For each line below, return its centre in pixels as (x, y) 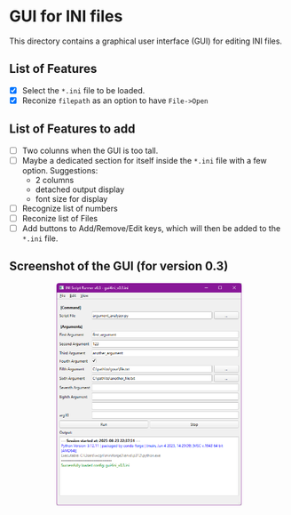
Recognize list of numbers (70, 208)
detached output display (80, 189)
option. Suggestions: (60, 170)
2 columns (55, 180)
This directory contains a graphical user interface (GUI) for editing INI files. (145, 41)
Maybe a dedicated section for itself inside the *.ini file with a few (145, 160)
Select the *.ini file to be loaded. (83, 90)
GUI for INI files (66, 16)
